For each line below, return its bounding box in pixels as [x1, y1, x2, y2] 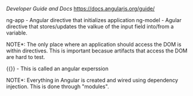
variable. [6, 29, 28, 36]
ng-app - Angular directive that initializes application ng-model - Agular [6, 17, 182, 23]
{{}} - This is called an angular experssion [6, 65, 109, 72]
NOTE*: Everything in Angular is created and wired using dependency [6, 77, 179, 83]
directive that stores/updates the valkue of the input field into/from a [6, 23, 174, 30]
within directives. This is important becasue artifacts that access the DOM [6, 47, 188, 54]
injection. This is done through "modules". [6, 83, 109, 90]
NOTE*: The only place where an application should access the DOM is [6, 41, 182, 48]
